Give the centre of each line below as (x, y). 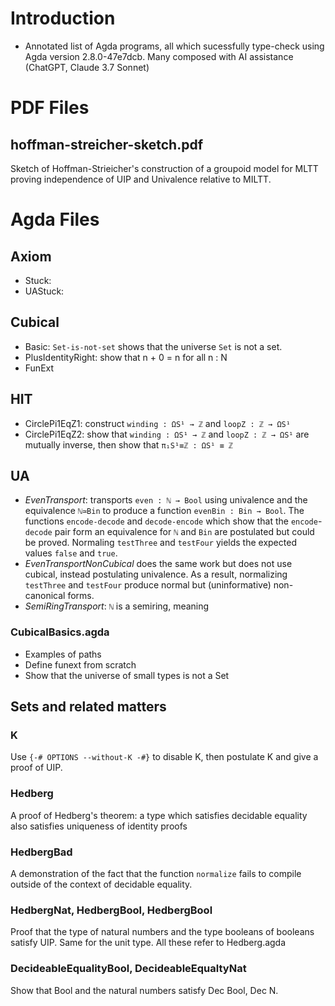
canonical (45, 596)
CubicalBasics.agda (60, 632)
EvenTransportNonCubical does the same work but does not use (158, 564)
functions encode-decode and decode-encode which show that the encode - (173, 521)
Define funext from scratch (80, 664)
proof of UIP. (36, 768)
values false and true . (71, 553)
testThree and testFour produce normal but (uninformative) (148, 585)
